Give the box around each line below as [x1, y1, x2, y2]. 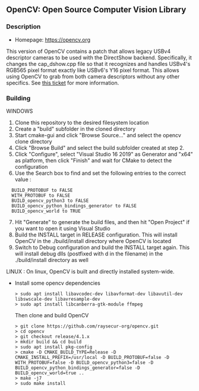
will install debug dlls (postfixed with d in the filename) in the [14, 250, 163, 257]
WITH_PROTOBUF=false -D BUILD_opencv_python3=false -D [14, 360, 154, 365]
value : [14, 175, 31, 183]
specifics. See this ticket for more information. [6, 79, 119, 86]
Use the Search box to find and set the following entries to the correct [14, 169, 186, 176]
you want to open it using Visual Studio [14, 225, 111, 232]
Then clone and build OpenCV [14, 311, 89, 319]
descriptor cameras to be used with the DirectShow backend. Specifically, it [6, 53, 192, 61]
